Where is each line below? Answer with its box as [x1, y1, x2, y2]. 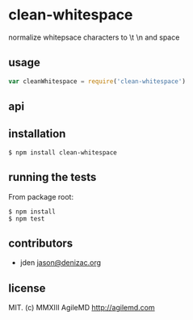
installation [8, 127, 66, 141]
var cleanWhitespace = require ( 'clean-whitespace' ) [8, 77, 186, 86]
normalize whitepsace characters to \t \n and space [8, 32, 180, 42]
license [8, 281, 46, 295]
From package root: [8, 192, 74, 201]
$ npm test [8, 214, 45, 223]
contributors [8, 237, 73, 251]
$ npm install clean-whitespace [8, 148, 117, 157]
